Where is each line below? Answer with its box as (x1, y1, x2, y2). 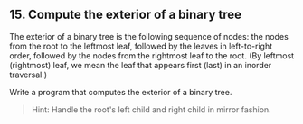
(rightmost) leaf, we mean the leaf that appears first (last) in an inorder (9, 59, 272, 70)
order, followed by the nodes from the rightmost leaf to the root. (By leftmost (9, 49, 295, 61)
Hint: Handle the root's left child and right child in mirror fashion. (31, 103, 271, 115)
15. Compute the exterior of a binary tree (9, 7, 242, 22)
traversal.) (9, 69, 48, 80)
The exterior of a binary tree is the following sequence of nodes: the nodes (9, 31, 289, 41)
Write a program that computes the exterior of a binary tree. (9, 86, 232, 97)
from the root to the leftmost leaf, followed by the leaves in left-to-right (9, 40, 273, 51)
